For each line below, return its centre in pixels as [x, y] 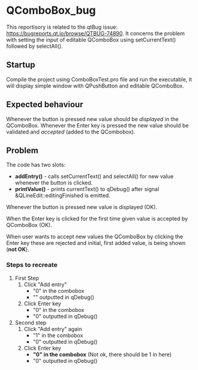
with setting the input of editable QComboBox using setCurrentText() [91, 40]
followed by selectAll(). [34, 46]
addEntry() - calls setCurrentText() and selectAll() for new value [94, 177]
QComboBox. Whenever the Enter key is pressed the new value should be [97, 125]
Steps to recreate [32, 265]
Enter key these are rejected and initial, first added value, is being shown [96, 243]
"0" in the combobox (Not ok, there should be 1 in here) [102, 354]
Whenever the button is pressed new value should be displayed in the [92, 119]
